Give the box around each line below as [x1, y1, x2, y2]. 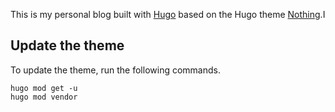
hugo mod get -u [10, 83, 78, 93]
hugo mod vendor [10, 92, 78, 102]
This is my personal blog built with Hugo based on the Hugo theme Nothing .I [10, 9, 326, 20]
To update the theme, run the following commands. [10, 64, 221, 76]
